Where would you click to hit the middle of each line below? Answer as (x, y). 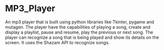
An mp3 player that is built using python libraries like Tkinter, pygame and (80, 22)
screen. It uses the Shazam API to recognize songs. (57, 42)
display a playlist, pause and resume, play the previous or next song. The (79, 32)
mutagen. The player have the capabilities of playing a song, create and (78, 27)
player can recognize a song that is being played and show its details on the (82, 37)
